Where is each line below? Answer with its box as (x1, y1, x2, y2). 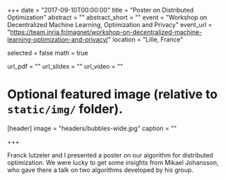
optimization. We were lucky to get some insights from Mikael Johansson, (7, 158, 219, 166)
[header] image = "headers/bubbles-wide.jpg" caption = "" (7, 124, 177, 132)
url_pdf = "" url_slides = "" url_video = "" (7, 62, 123, 70)
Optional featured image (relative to (7, 87, 218, 103)
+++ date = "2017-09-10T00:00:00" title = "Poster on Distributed (7, 6, 194, 14)
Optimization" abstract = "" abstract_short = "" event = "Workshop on (7, 13, 208, 21)
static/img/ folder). (7, 101, 123, 117)
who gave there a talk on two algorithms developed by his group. (7, 166, 194, 174)
